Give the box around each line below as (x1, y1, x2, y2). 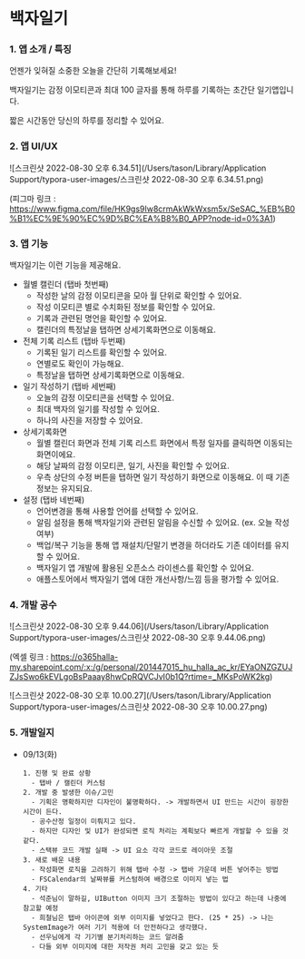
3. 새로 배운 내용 (22, 855, 82, 865)
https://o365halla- (50, 651, 119, 662)
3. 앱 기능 (9, 237, 49, 250)
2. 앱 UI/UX (9, 140, 59, 152)
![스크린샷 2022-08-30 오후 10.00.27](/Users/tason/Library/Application (9, 690, 272, 701)
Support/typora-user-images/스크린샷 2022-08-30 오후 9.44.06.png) (9, 632, 266, 643)
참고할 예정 (22, 904, 59, 913)
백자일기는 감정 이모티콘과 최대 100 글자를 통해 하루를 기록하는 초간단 (9, 84, 256, 95)
